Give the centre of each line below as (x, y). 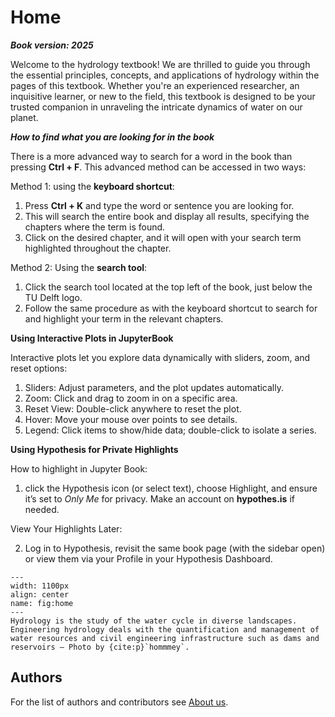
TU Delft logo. (53, 297)
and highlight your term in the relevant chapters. (124, 318)
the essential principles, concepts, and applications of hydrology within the (165, 75)
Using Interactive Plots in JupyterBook (92, 338)
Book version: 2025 (52, 45)
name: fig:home (42, 603)
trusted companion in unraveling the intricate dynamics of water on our (156, 107)
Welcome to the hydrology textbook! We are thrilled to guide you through (160, 64)
